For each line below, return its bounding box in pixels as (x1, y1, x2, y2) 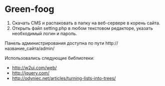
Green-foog (4, 3, 54, 15)
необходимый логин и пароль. (11, 30, 77, 36)
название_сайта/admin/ (4, 45, 54, 51)
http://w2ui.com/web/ (11, 65, 57, 71)
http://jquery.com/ (11, 70, 49, 76)
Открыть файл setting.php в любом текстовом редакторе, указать (11, 25, 153, 31)
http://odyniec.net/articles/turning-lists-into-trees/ (11, 75, 116, 81)
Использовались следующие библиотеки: (4, 55, 94, 61)
